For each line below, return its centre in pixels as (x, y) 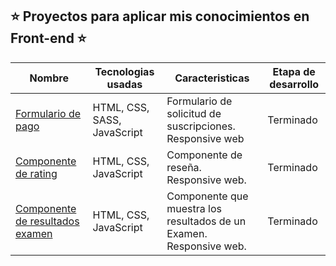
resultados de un (206, 221)
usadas (124, 84)
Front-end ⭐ (48, 38)
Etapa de (294, 71)
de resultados (47, 221)
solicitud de (194, 113)
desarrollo (294, 84)
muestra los (194, 208)
